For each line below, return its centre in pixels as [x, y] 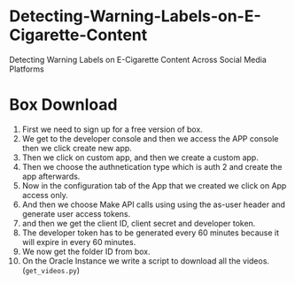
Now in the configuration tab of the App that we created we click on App [154, 185]
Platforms [27, 69]
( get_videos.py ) [51, 270]
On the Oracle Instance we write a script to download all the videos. [146, 261]
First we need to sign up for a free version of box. [113, 129]
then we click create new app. [77, 148]
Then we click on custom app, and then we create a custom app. [140, 157]
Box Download [63, 105]
